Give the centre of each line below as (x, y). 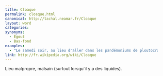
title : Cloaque (20, 9)
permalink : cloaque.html (30, 14)
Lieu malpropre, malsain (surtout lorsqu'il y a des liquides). (64, 69)
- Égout (17, 37)
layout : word (18, 23)
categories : (17, 28)
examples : (15, 46)
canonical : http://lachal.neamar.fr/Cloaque (51, 19)
